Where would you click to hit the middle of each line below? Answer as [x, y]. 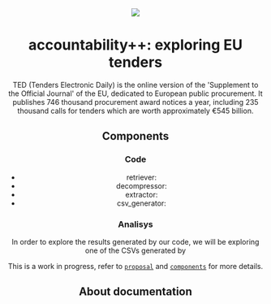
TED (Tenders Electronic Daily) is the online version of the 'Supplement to [135, 85]
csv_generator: [142, 203]
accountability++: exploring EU [135, 45]
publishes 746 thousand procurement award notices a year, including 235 [135, 102]
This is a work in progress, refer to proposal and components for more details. [135, 266]
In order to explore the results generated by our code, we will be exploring [135, 241]
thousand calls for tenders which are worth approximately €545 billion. [135, 111]
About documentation [135, 292]
